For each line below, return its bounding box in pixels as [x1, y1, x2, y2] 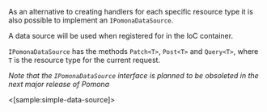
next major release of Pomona [8, 80, 110, 89]
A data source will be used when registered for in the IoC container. [8, 31, 233, 40]
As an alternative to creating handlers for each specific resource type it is [8, 7, 253, 16]
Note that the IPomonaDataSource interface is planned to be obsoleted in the [8, 71, 259, 80]
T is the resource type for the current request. [8, 56, 160, 64]
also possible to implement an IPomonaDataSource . [8, 15, 174, 25]
